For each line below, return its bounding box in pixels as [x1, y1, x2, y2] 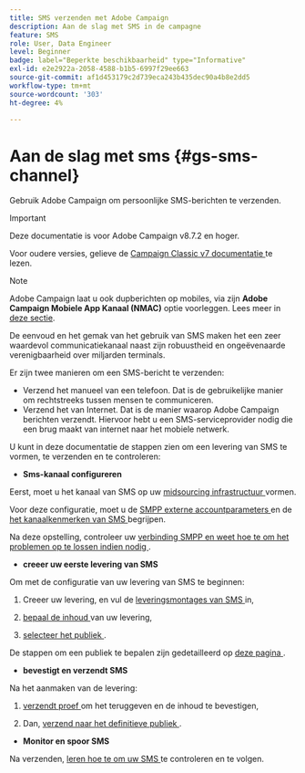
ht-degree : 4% [9, 98, 64, 108]
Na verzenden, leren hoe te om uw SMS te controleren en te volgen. [9, 754, 264, 765]
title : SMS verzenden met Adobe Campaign [9, 13, 169, 23]
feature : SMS [9, 30, 59, 39]
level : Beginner [9, 47, 71, 57]
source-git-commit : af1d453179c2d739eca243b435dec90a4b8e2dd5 [9, 73, 250, 82]
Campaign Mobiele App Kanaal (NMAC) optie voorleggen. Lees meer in [9, 303, 281, 314]
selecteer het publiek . [22, 630, 107, 641]
